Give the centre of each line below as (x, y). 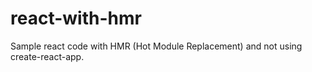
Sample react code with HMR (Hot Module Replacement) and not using (156, 46)
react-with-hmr (76, 18)
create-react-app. (47, 56)
